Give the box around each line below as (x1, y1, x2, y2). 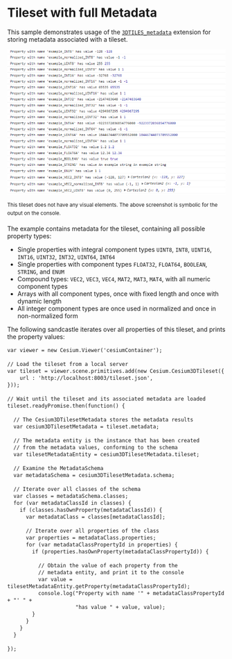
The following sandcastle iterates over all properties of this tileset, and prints (7, 325, 226, 334)
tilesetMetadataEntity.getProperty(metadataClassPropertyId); (7, 583, 190, 590)
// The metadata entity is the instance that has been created (13, 437, 199, 444)
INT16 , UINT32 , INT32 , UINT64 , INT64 (17, 253, 116, 261)
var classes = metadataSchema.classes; (13, 493, 129, 500)
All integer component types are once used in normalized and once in (17, 304, 217, 313)
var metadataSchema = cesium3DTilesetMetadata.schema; (13, 472, 175, 479)
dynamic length (17, 297, 62, 306)
